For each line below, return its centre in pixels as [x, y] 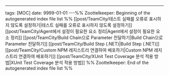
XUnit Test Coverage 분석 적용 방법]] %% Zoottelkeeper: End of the [80, 62]
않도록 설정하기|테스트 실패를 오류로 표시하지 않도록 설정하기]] [71, 25]
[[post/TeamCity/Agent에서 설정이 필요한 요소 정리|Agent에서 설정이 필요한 [80, 31]
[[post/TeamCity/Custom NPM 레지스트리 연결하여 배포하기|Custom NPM [79, 50]
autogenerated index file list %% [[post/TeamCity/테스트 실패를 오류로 [77, 19]
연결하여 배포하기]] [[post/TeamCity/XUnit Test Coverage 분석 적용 [86, 56]
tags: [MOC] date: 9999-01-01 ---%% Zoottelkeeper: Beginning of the [78, 13]
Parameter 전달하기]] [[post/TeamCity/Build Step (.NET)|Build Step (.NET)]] [82, 44]
